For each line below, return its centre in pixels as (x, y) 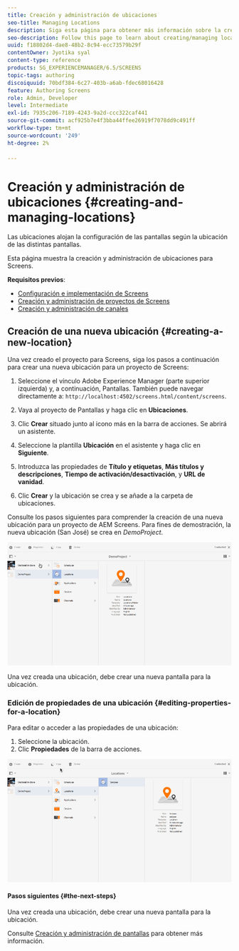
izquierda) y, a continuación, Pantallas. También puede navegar (111, 388)
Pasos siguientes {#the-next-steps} (62, 896)
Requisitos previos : (36, 280)
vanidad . (31, 482)
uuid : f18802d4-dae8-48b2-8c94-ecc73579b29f (74, 45)
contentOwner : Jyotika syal (49, 53)
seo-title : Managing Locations (54, 22)
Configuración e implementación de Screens (83, 293)
